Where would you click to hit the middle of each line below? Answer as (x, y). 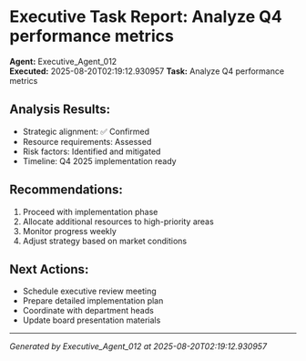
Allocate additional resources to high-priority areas (118, 222)
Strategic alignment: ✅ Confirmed (86, 131)
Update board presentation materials (92, 320)
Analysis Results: (60, 110)
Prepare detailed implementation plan (93, 301)
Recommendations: (66, 190)
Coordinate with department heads (88, 311)
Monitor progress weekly (69, 231)
